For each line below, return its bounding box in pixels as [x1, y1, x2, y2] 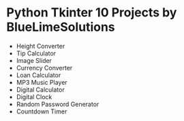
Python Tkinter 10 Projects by [6, 5, 177, 21]
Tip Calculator [16, 49, 56, 57]
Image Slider [16, 56, 52, 64]
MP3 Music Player [16, 78, 67, 86]
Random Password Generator [16, 100, 99, 108]
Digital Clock [16, 92, 52, 100]
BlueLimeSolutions [6, 19, 115, 35]
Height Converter [16, 42, 65, 50]
